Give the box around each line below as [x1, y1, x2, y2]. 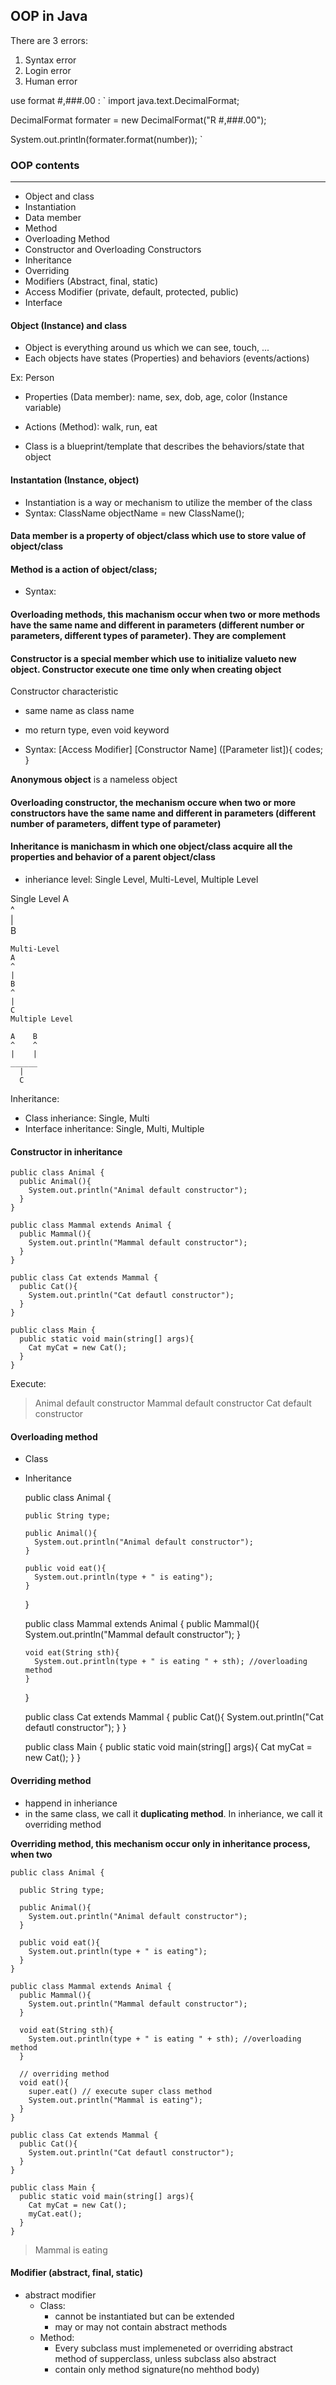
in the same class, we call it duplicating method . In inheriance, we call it [24, 1807, 323, 1819]
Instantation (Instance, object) [10, 474, 140, 486]
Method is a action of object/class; [10, 563, 158, 575]
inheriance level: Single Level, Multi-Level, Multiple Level [24, 873, 259, 885]
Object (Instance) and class [10, 319, 128, 331]
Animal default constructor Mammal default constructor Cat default [34, 1397, 312, 1409]
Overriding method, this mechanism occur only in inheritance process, [10, 1837, 311, 1849]
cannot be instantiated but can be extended [54, 2310, 235, 2322]
